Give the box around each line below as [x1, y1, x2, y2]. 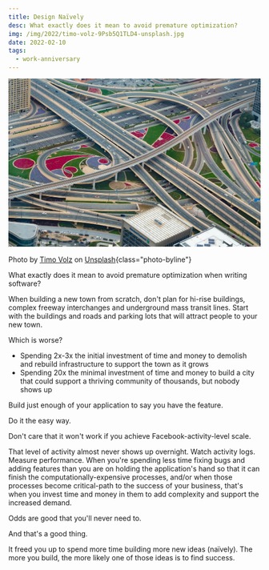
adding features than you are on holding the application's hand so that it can [8, 464, 260, 474]
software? [8, 279, 42, 288]
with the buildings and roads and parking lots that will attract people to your [8, 311, 258, 321]
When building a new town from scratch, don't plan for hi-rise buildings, [8, 295, 246, 304]
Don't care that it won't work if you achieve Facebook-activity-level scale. [8, 432, 251, 441]
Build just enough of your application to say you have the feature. [8, 400, 224, 410]
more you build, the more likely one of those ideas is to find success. [8, 553, 235, 563]
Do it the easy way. [8, 416, 72, 426]
